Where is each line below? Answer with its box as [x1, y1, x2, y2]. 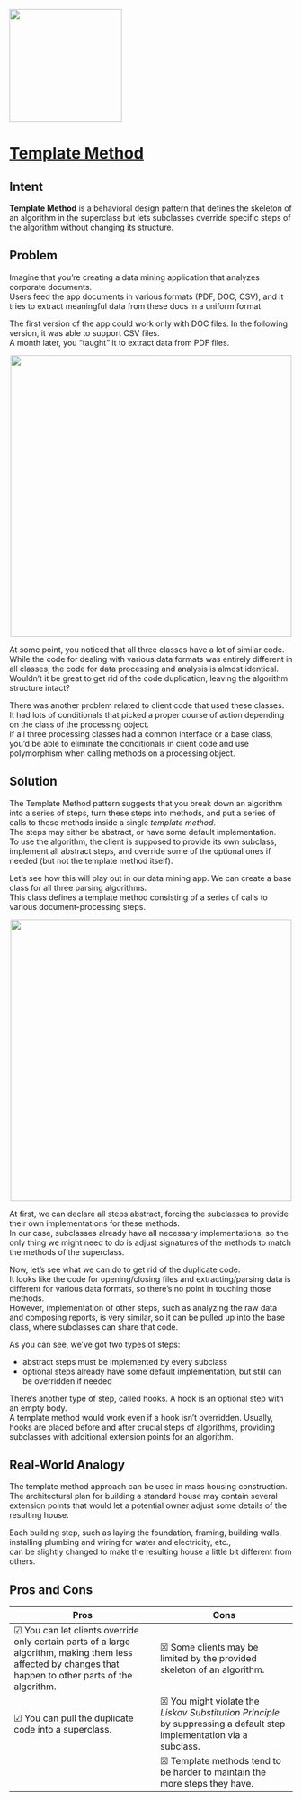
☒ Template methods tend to [160, 1755, 281, 1768]
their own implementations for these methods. [9, 1217, 180, 1229]
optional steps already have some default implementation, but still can [22, 1366, 282, 1377]
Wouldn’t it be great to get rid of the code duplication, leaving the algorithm [9, 672, 289, 684]
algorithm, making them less [13, 1647, 133, 1660]
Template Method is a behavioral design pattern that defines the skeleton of [9, 203, 292, 214]
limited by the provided [160, 1652, 258, 1665]
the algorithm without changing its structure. [9, 222, 173, 232]
